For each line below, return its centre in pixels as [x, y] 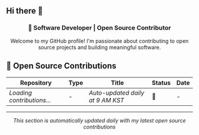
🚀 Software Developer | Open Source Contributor [99, 28]
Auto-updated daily [116, 93]
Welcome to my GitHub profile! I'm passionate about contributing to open [99, 41]
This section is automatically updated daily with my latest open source [99, 120]
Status [161, 83]
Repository [36, 83]
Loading [21, 93]
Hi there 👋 [25, 11]
